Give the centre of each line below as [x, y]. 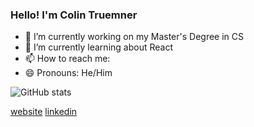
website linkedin [44, 112]
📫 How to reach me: [67, 59]
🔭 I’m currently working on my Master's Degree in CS [134, 37]
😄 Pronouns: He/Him [68, 73]
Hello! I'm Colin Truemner [74, 15]
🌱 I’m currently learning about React [98, 47]
